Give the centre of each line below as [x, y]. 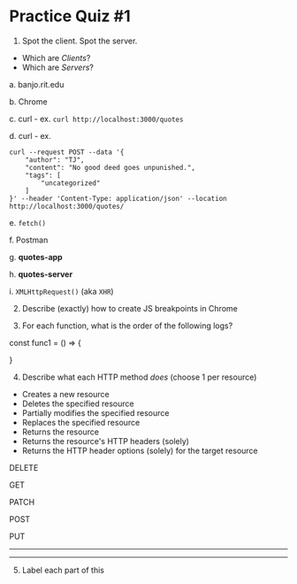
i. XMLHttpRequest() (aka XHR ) [61, 291]
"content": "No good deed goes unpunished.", [110, 167]
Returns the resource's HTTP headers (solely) [106, 441]
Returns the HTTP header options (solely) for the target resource [140, 450]
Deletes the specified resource [78, 403]
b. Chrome [28, 101]
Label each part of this [63, 570]
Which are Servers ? [58, 67]
